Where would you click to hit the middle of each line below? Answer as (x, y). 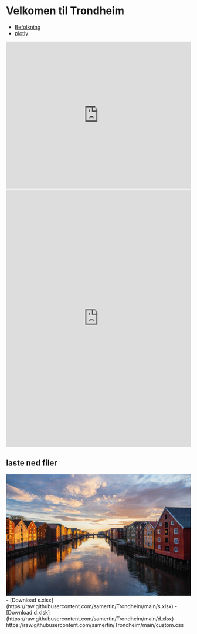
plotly (21, 33)
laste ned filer (32, 463)
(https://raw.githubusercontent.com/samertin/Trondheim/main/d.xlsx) (90, 619)
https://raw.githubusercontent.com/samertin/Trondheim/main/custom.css (95, 625)
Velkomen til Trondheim (65, 11)
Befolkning (28, 27)
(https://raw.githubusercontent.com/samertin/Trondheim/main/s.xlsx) (90, 606)
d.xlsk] (42, 613)
